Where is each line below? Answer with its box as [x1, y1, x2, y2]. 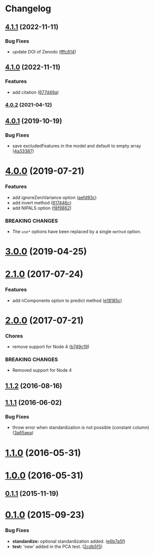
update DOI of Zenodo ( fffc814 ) [12, 49, 77, 54]
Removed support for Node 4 [12, 367, 72, 373]
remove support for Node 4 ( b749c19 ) [12, 344, 90, 350]
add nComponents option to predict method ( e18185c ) [12, 298, 122, 303]
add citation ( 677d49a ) [12, 89, 59, 95]
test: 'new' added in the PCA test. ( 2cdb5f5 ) [12, 543, 103, 550]
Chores [5, 332, 23, 339]
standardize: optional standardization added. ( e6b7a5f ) [12, 538, 126, 544]
